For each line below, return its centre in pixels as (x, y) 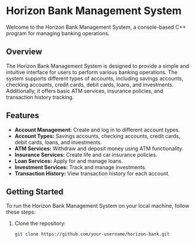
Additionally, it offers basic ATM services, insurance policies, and (85, 91)
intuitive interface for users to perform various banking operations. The (92, 72)
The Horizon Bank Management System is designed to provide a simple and (97, 66)
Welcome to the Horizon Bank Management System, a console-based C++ (96, 27)
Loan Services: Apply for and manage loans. (69, 161)
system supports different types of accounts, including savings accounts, (95, 78)
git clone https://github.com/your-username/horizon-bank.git (92, 234)
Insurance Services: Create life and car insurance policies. (86, 154)
